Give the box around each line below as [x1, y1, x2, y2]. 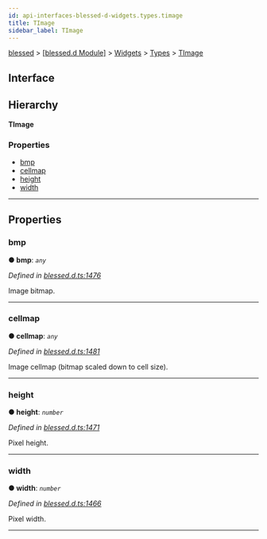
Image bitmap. [8, 285, 56, 295]
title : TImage [8, 19, 56, 27]
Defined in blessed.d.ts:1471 [8, 423, 100, 432]
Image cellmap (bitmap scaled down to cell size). [8, 362, 168, 371]
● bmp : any [8, 255, 47, 265]
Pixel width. [8, 514, 46, 524]
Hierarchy [8, 99, 59, 112]
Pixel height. [8, 438, 49, 448]
